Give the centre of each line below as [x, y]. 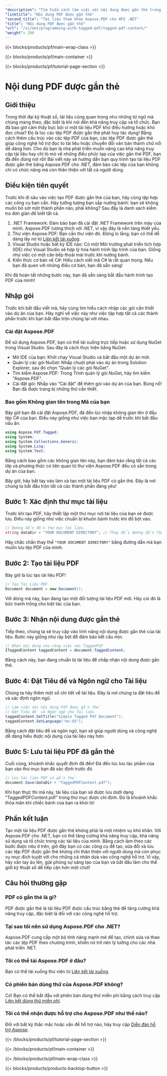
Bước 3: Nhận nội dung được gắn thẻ [63, 619]
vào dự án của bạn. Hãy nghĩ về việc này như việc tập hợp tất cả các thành [82, 313]
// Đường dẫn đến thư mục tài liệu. [45, 528]
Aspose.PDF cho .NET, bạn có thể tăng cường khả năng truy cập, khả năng [82, 835]
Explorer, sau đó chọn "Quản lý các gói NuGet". [61, 368]
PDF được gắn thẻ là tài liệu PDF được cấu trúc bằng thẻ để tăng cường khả [83, 908]
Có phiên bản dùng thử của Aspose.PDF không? [64, 984]
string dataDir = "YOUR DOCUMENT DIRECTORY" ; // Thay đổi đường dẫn [80, 533]
